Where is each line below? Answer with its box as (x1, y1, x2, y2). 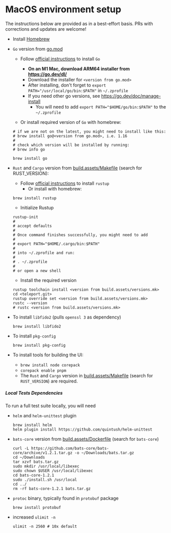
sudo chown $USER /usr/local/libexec (12, 468, 93, 473)
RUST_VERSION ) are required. (20, 378, 78, 384)
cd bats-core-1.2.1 (12, 473, 55, 478)
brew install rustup (12, 196, 57, 201)
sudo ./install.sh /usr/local (12, 477, 78, 482)
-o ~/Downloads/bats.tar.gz (75, 450, 134, 455)
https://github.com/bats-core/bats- (31, 445, 109, 451)
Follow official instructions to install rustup (20, 180, 110, 186)
